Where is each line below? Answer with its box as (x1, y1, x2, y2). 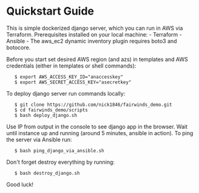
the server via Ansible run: (6, 136, 72, 143)
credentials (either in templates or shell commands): (6, 62, 137, 69)
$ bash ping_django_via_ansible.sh (14, 147, 104, 153)
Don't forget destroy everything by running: (6, 158, 115, 166)
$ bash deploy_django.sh (14, 112, 78, 118)
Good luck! (6, 181, 34, 188)
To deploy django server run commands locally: (6, 89, 126, 97)
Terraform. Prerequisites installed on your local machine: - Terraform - (6, 30, 182, 38)
